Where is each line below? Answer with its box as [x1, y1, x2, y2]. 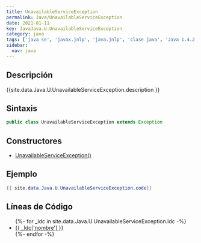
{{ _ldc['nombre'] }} [14, 224, 64, 231]
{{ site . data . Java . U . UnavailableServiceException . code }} [6, 185, 152, 191]
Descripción [6, 70, 53, 80]
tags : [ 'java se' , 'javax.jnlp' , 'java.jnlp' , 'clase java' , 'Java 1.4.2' [6, 37, 198, 43]
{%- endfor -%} [14, 230, 55, 238]
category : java [6, 31, 45, 37]
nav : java [11, 48, 36, 54]
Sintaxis [6, 103, 38, 113]
